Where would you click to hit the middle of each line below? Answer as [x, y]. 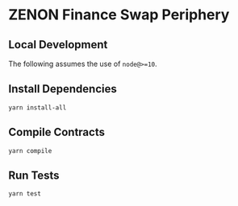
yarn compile [30, 150]
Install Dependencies [63, 89]
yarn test [25, 194]
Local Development [58, 45]
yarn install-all [38, 107]
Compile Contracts [56, 132]
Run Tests [34, 176]
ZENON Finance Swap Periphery [119, 15]
